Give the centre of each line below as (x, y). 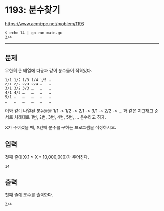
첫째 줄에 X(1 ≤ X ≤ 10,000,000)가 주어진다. (47, 157)
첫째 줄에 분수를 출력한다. (29, 195)
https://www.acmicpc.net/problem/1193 (45, 24)
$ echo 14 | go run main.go (34, 33)
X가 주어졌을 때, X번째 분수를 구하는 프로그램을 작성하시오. (61, 127)
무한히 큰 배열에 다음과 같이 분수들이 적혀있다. (49, 70)
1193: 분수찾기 (32, 10)
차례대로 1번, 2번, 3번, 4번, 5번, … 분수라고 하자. (60, 117)
